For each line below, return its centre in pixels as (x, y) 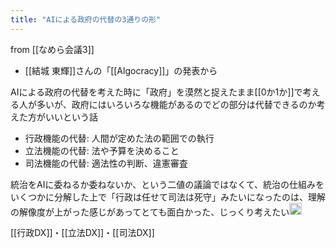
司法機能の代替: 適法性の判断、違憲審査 (106, 163)
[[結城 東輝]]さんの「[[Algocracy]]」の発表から (121, 70)
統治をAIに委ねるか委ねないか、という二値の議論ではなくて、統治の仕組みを (167, 184)
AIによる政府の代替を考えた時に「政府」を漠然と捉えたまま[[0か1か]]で (156, 92)
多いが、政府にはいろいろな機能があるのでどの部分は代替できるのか (176, 104)
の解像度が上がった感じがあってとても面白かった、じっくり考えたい (150, 212)
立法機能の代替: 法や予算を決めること (102, 150)
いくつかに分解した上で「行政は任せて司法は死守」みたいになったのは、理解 (168, 197)
